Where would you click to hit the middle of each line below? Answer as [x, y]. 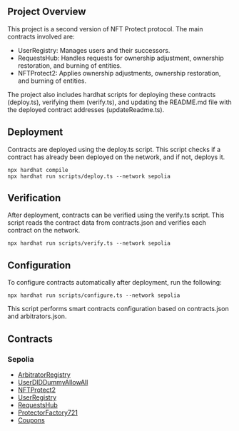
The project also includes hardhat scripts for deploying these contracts [112, 94]
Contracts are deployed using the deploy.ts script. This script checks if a [114, 149]
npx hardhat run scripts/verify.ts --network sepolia [89, 243]
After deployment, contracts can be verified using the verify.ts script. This [116, 215]
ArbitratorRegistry [44, 375]
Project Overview [47, 12]
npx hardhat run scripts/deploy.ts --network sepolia [89, 176]
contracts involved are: [41, 36]
